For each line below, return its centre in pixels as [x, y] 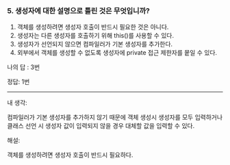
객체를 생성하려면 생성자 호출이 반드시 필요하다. [70, 155]
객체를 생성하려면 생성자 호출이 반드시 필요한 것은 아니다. [93, 27]
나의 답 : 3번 [24, 67]
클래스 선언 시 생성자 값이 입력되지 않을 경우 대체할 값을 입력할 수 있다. [101, 126]
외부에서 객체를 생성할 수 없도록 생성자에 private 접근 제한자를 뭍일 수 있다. [117, 53]
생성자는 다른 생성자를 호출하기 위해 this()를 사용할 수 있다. [95, 36]
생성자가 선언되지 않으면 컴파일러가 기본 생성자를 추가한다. [95, 44]
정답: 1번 [18, 82]
